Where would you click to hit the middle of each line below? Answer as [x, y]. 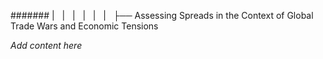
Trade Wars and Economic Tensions [84, 26]
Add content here [46, 45]
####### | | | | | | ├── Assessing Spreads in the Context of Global [162, 15]
